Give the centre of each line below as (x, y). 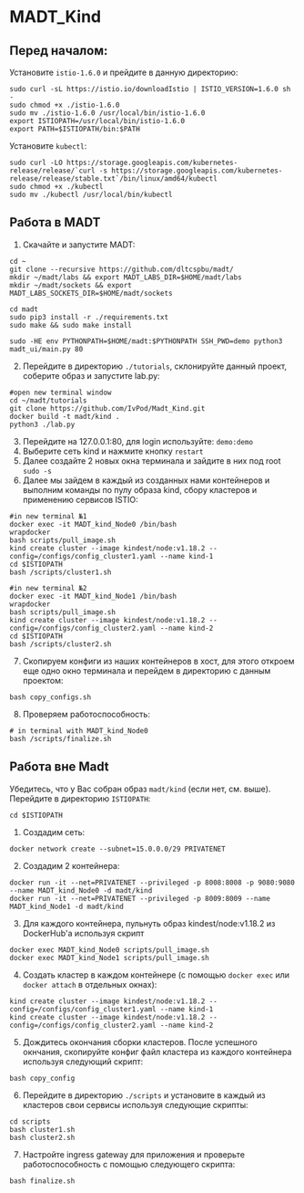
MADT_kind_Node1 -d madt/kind (67, 906)
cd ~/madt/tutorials (49, 400)
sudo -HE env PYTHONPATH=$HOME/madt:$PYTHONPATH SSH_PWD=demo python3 (146, 341)
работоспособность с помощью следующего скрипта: (129, 1164)
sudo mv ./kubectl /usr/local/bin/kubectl (91, 194)
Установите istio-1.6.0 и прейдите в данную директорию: (124, 72)
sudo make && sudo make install (71, 325)
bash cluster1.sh (42, 1129)
